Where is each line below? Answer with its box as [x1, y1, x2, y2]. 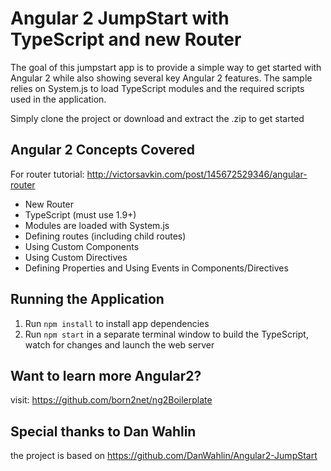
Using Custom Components [24, 240, 140, 252]
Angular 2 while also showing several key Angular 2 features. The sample [10, 72, 313, 84]
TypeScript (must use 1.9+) [24, 208, 137, 221]
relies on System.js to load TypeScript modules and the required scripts [10, 82, 305, 94]
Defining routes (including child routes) [24, 230, 187, 242]
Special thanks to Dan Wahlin [10, 423, 197, 440]
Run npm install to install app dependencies [24, 317, 210, 329]
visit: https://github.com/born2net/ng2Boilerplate [10, 394, 213, 406]
